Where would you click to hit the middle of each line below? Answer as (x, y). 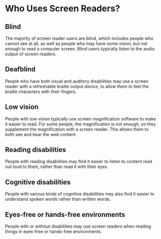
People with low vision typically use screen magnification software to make (80, 119)
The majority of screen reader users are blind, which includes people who (79, 38)
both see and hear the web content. (41, 134)
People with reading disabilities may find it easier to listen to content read (79, 162)
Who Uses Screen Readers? (63, 9)
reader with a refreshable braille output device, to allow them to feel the (77, 86)
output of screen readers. (31, 54)
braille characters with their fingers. (41, 92)
